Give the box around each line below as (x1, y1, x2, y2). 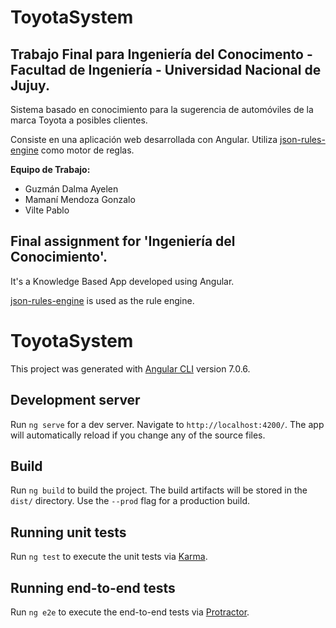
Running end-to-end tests (10, 579, 176, 596)
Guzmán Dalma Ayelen (24, 183, 119, 195)
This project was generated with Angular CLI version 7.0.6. (10, 362, 251, 375)
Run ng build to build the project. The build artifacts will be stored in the (10, 484, 308, 496)
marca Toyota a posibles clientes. (10, 114, 148, 126)
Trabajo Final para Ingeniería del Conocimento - (10, 46, 313, 63)
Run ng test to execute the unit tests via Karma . (10, 551, 208, 563)
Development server (10, 392, 141, 409)
